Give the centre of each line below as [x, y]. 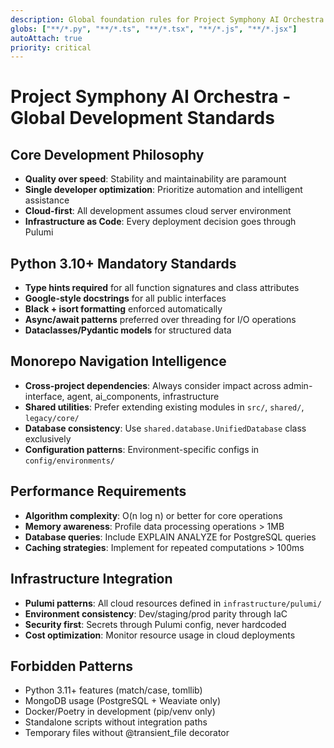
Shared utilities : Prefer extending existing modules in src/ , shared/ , [164, 407]
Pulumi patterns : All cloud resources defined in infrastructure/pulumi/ [173, 603]
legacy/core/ [52, 418]
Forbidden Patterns [71, 666]
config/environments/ [69, 461]
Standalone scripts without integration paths [116, 722]
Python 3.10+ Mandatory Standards [123, 263]
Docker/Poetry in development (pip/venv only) [120, 712]
